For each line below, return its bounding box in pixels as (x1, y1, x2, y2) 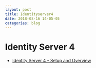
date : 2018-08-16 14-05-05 (5, 16, 60, 21)
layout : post (5, 7, 32, 12)
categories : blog (5, 20, 40, 26)
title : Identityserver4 (5, 12, 54, 17)
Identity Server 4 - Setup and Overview (12, 58, 91, 64)
